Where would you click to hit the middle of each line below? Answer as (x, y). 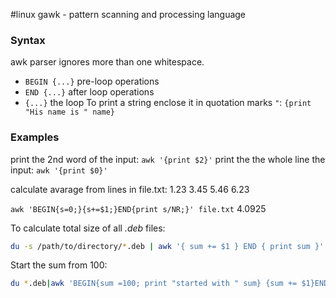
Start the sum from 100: (59, 265)
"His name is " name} (69, 112)
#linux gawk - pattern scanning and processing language (128, 14)
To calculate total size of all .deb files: (88, 228)
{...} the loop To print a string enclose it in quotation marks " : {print (168, 103)
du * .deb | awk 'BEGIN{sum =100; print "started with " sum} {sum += (154, 284)
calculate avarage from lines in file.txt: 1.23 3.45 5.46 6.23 (130, 189)
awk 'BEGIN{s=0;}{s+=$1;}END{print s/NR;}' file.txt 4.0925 (138, 208)
